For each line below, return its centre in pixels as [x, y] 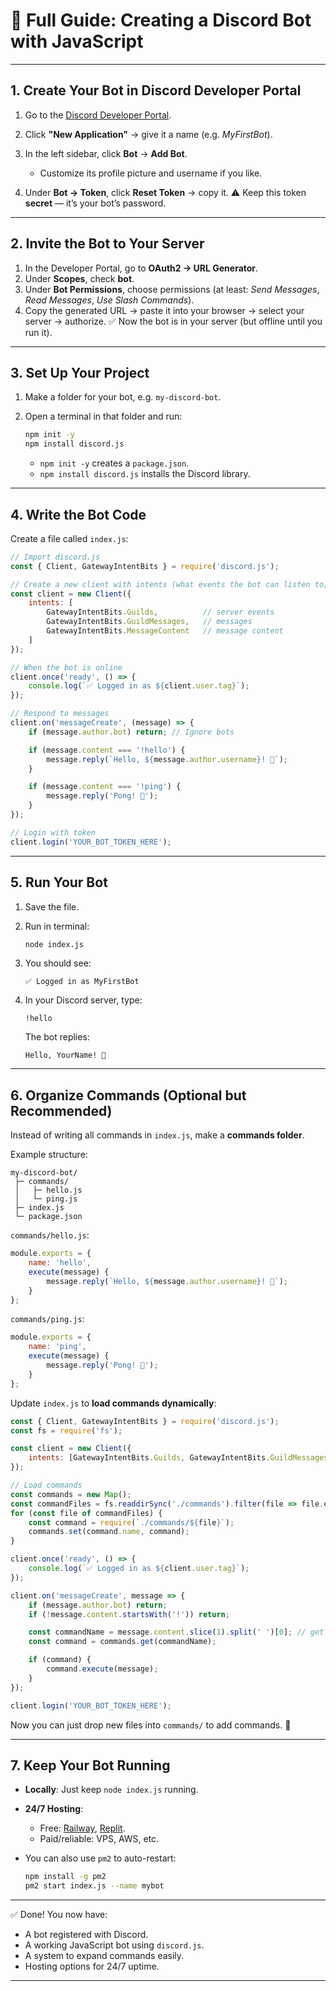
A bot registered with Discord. [86, 1935]
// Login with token [53, 832]
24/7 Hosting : [54, 1809]
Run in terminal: [57, 926]
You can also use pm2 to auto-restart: [100, 1858]
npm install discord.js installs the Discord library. [145, 474]
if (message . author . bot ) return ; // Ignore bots [131, 732]
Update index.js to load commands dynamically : [113, 1403]
